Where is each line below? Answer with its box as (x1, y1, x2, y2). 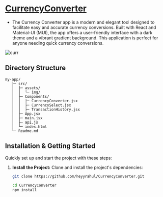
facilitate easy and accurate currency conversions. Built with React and (12, 24, 156, 30)
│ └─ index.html (11, 124, 48, 129)
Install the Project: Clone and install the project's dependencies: (12, 164, 143, 170)
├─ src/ (11, 81, 27, 86)
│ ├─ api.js (11, 120, 38, 125)
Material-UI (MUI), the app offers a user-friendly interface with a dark (12, 29, 153, 35)
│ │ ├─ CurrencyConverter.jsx (11, 98, 78, 103)
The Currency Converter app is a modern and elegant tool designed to (12, 19, 155, 25)
